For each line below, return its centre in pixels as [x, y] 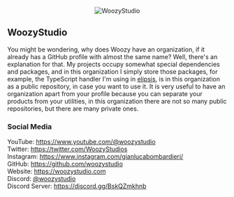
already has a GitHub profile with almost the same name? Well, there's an [112, 56]
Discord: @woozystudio [42, 179]
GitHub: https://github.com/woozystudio [65, 164]
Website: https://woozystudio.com [57, 171]
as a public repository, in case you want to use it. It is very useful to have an [116, 86]
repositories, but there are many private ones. [73, 109]
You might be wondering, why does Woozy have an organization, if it [106, 49]
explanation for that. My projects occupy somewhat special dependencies [114, 64]
